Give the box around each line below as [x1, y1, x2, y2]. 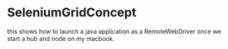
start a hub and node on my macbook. [7, 34, 115, 42]
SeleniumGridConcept [7, 5, 137, 20]
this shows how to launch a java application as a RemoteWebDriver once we [7, 27, 221, 35]
